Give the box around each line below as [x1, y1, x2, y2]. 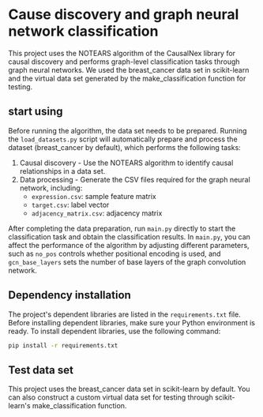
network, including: [19, 183, 83, 193]
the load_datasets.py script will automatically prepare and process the [8, 134, 239, 144]
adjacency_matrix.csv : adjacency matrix [31, 208, 163, 218]
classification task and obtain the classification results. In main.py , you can [8, 231, 251, 242]
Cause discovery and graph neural [8, 6, 239, 24]
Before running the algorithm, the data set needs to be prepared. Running [8, 126, 247, 135]
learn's [8, 401, 31, 411]
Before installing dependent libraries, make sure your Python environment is [8, 317, 255, 327]
